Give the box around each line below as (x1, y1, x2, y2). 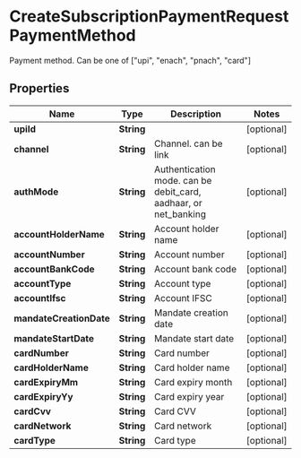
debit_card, (153, 186, 202, 198)
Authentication (153, 163, 217, 176)
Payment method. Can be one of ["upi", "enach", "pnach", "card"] (9, 55, 251, 65)
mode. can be (153, 174, 212, 186)
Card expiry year (153, 390, 225, 402)
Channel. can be (153, 137, 223, 150)
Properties (9, 81, 70, 96)
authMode (13, 186, 59, 198)
